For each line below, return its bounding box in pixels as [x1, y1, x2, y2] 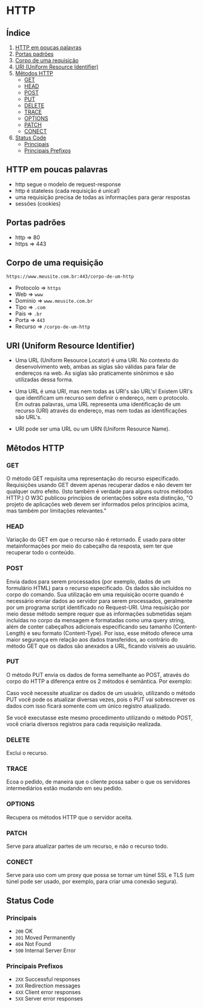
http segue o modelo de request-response [15, 180, 121, 188]
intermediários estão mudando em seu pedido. [6, 785, 123, 792]
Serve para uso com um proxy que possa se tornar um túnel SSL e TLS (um [6, 872, 195, 879]
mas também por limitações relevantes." [6, 507, 107, 514]
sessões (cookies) [15, 200, 61, 207]
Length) [6, 629, 26, 637]
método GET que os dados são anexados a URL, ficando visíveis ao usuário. [6, 642, 197, 650]
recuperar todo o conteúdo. [6, 549, 76, 556]
